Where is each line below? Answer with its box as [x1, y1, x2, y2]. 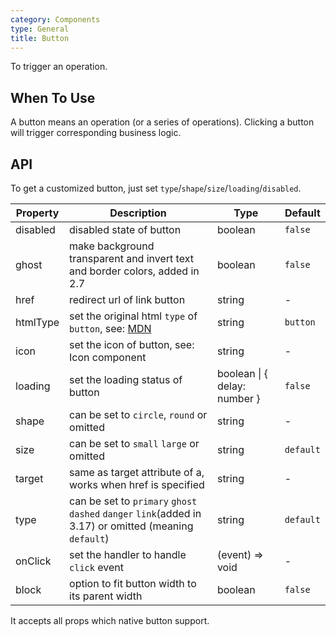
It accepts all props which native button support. [10, 615, 210, 626]
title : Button [10, 33, 70, 43]
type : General [10, 24, 70, 34]
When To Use [10, 89, 96, 106]
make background [69, 239, 155, 253]
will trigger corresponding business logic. [10, 127, 182, 139]
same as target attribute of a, [69, 466, 205, 479]
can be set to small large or [69, 437, 200, 450]
